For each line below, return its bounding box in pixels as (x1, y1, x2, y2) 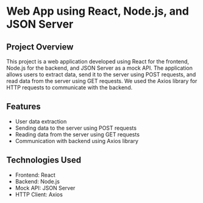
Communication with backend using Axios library (15, 137, 139, 144)
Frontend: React (15, 171, 56, 179)
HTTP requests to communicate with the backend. (6, 84, 133, 91)
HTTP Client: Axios (15, 191, 63, 198)
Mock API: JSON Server (15, 184, 76, 191)
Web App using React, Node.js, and (6, 4, 189, 18)
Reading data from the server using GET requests (15, 130, 140, 138)
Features (6, 102, 41, 112)
